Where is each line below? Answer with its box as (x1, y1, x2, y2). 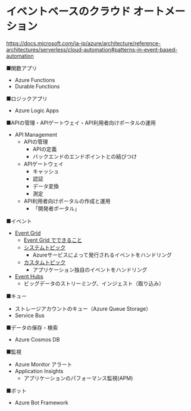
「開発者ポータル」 (32, 205, 80, 212)
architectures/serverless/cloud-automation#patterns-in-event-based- (6, 46, 178, 53)
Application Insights (14, 367, 64, 374)
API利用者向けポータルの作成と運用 (23, 197, 111, 204)
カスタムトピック (23, 258, 66, 265)
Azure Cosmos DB (14, 336, 60, 343)
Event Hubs (14, 273, 43, 280)
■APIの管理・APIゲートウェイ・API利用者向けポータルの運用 (6, 119, 156, 126)
